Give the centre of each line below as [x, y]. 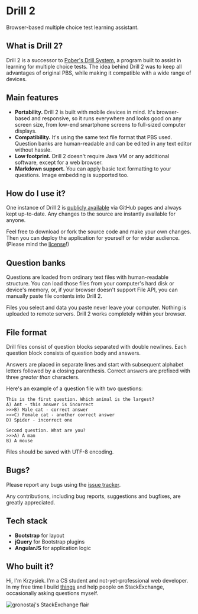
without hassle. [33, 150]
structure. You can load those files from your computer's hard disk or [90, 284]
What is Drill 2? [35, 46]
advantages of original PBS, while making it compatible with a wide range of [99, 73]
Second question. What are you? [46, 430]
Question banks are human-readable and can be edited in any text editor [103, 143]
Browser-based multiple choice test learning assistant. [72, 27]
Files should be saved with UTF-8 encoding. [60, 452]
